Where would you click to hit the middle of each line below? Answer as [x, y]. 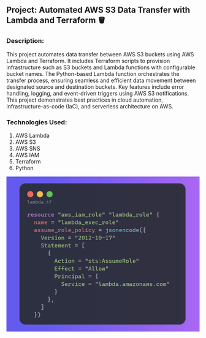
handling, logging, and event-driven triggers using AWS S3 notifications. [97, 93]
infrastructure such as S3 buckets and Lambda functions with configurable [101, 67]
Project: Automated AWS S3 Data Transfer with [98, 10]
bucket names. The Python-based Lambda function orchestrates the [93, 73]
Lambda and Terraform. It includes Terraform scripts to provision [88, 61]
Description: [25, 41]
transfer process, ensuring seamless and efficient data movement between [101, 80]
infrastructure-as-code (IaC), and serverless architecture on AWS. [90, 106]
